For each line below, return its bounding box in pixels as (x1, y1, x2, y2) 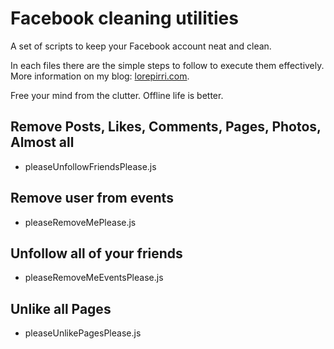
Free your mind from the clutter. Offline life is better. (10, 89, 224, 101)
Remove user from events (10, 190, 174, 207)
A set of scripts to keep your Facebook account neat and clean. (10, 40, 272, 52)
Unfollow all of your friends (10, 245, 183, 262)
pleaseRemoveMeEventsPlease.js (24, 272, 164, 284)
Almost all (10, 134, 75, 151)
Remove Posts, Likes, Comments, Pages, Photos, (10, 118, 322, 136)
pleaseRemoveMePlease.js (24, 216, 137, 228)
